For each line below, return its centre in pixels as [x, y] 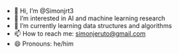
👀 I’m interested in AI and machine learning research [89, 18]
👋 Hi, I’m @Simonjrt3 [44, 11]
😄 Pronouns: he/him [44, 43]
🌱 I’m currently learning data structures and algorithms [93, 26]
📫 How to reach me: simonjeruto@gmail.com [80, 34]
